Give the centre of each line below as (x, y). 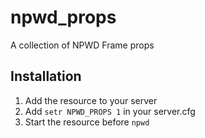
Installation (46, 76)
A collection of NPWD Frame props (82, 45)
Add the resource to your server (91, 100)
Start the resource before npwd (87, 122)
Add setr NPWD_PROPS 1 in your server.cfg (110, 111)
